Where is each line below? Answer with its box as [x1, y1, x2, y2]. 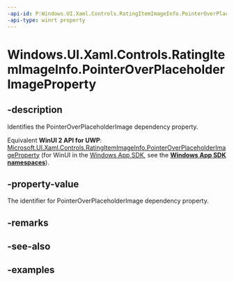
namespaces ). [7, 158, 50, 166]
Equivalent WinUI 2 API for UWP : [7, 136, 102, 144]
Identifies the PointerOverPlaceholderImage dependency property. [7, 123, 198, 131]
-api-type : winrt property [7, 17, 86, 24]
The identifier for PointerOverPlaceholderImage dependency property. [7, 196, 209, 205]
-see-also [7, 241, 51, 253]
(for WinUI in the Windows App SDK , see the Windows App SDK [41, 150, 226, 159]
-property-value [7, 178, 79, 190]
